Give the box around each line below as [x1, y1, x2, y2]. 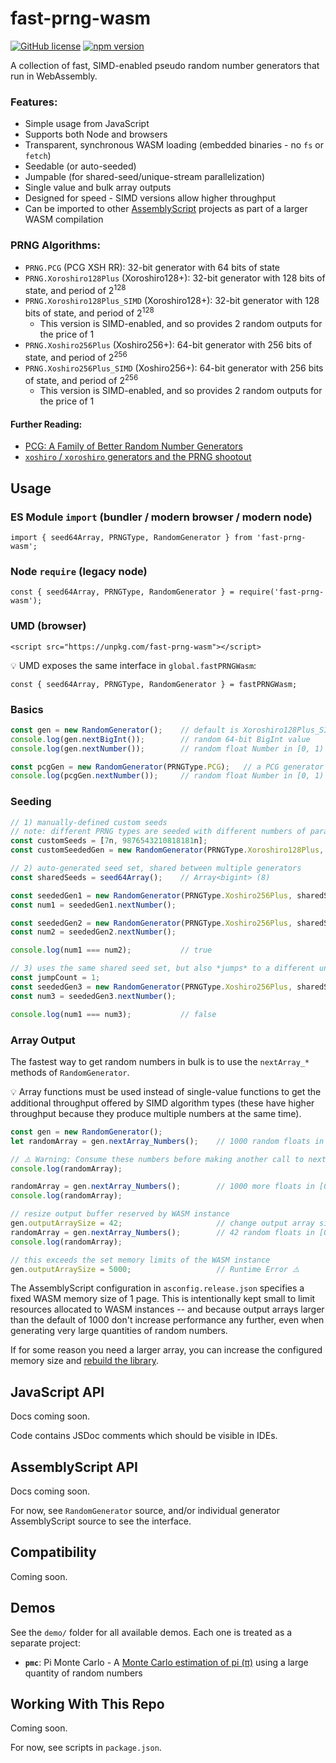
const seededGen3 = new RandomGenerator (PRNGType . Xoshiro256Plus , [10, 982, 293, 992]
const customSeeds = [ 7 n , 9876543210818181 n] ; [10, 836, 208, 846]
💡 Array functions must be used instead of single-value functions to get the [10, 1085, 322, 1097]
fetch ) [24, 150, 52, 162]
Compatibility [10, 1544, 97, 1561]
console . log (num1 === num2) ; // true [10, 945, 213, 956]
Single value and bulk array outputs [24, 182, 172, 194]
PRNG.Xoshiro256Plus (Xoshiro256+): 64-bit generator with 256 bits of [24, 338, 313, 351]
